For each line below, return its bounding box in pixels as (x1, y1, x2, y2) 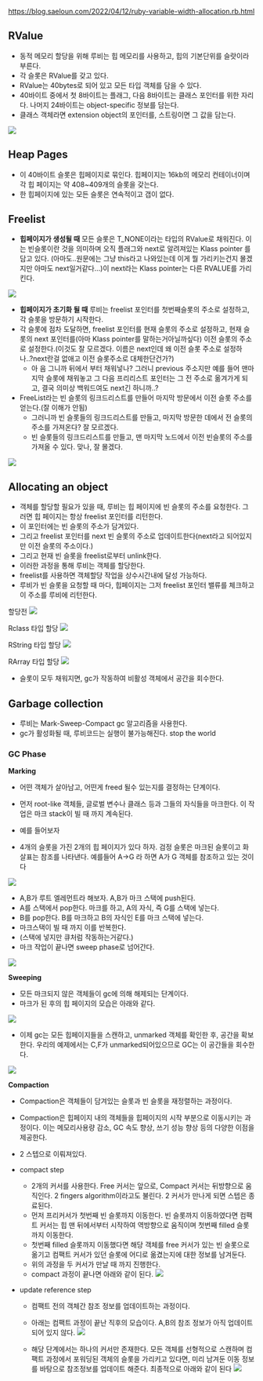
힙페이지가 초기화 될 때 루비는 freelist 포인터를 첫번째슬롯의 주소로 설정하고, (19, 305, 250, 315)
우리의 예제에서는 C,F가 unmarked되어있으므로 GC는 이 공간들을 (36, 1040, 235, 1050)
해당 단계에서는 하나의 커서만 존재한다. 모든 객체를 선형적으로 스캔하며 (31, 1345, 245, 1354)
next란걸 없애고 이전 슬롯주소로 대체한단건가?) (32, 354, 175, 363)
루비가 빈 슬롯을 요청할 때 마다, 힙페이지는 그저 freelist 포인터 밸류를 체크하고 (19, 581, 254, 590)
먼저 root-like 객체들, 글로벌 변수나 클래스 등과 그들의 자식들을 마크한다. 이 (19, 800, 247, 809)
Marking (8, 767, 37, 776)
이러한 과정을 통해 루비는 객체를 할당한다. (19, 561, 146, 570)
